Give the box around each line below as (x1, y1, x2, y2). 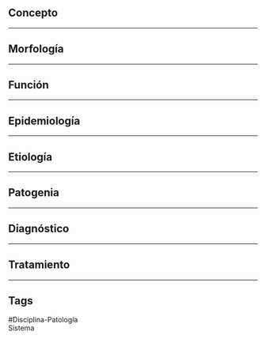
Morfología (8, 43, 64, 56)
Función (8, 78, 49, 92)
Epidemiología (8, 114, 81, 127)
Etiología (8, 150, 53, 164)
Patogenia (8, 186, 59, 200)
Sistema (8, 323, 35, 333)
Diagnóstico (8, 222, 70, 235)
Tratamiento (8, 258, 70, 272)
